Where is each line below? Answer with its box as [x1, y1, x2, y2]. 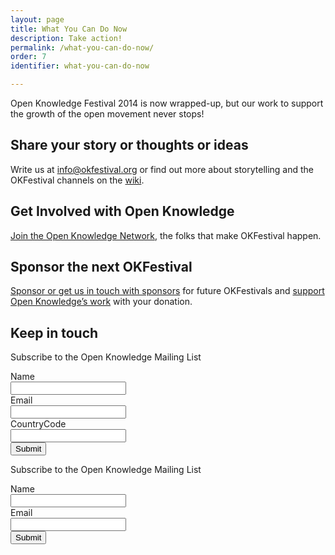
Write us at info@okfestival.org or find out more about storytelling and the [10, 163, 315, 175]
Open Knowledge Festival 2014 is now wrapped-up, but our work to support [10, 97, 324, 109]
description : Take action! [10, 33, 123, 43]
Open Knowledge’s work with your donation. [10, 296, 193, 308]
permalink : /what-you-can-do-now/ [10, 42, 155, 53]
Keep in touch [10, 324, 99, 341]
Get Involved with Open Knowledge [10, 203, 235, 220]
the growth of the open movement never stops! [10, 108, 205, 120]
